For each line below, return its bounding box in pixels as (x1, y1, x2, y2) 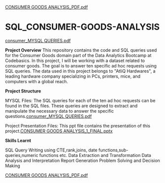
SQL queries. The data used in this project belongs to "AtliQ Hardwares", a (5, 68, 156, 74)
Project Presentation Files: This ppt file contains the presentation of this (5, 122, 150, 128)
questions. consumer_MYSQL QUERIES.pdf (5, 113, 92, 119)
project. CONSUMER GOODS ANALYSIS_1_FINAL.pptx (5, 128, 113, 134)
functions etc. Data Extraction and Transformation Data (39, 152, 151, 158)
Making (5, 162, 21, 169)
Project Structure (5, 88, 41, 94)
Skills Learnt (5, 137, 31, 143)
